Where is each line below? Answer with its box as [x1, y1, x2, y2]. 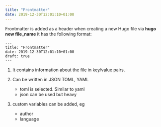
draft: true [5, 53, 30, 59]
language [19, 116, 39, 122]
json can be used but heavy [19, 91, 77, 97]
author [19, 111, 34, 117]
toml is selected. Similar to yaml [19, 86, 85, 92]
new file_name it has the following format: [5, 31, 92, 37]
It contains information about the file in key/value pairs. [12, 67, 125, 73]
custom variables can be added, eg [12, 101, 85, 107]
